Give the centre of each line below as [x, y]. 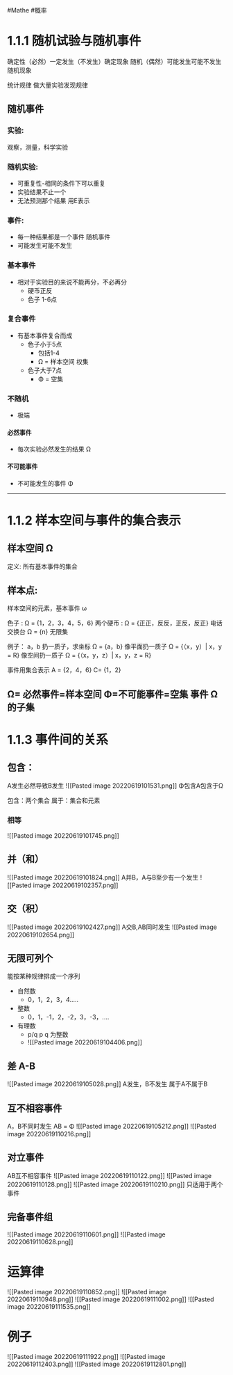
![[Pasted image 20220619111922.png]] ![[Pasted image [86, 1356]
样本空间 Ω [30, 548]
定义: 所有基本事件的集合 [42, 566]
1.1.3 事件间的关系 [58, 739]
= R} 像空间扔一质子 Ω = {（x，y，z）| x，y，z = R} [79, 655]
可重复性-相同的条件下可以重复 [61, 183]
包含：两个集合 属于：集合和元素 [54, 800]
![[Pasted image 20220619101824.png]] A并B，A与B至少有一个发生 [103, 877]
